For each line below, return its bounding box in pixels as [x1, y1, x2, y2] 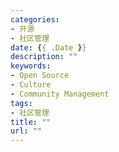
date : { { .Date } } [10, 42, 87, 53]
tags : [10, 98, 33, 108]
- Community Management [10, 89, 110, 99]
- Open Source [10, 71, 70, 81]
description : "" [10, 52, 78, 62]
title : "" [10, 117, 52, 127]
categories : [10, 14, 60, 25]
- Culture [10, 80, 52, 90]
